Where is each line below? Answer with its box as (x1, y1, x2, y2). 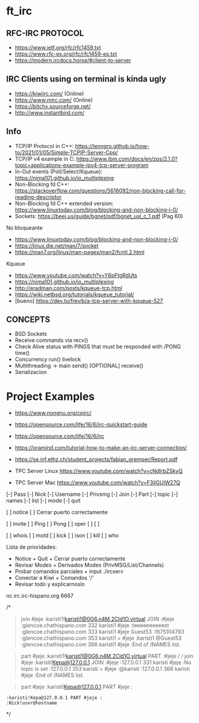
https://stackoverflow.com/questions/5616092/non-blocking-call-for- (14, 187, 186, 194)
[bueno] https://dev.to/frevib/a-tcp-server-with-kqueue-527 (14, 297, 163, 304)
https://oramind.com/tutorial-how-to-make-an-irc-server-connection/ (14, 444, 187, 451)
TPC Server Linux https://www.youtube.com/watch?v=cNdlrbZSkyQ (14, 468, 183, 475)
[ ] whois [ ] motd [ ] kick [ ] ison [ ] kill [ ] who (6, 532, 119, 539)
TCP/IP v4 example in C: (14, 155, 75, 162)
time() (14, 350, 30, 357)
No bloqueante (6, 224, 43, 231)
